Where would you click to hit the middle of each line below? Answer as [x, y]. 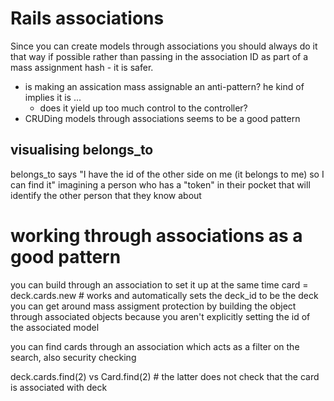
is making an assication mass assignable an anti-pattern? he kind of [164, 86]
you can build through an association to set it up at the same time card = [159, 284]
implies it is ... [53, 97]
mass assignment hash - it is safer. [82, 67]
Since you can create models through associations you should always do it [164, 46]
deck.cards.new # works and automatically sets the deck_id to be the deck [164, 295]
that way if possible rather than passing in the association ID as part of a [159, 56]
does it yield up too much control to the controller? [143, 108]
